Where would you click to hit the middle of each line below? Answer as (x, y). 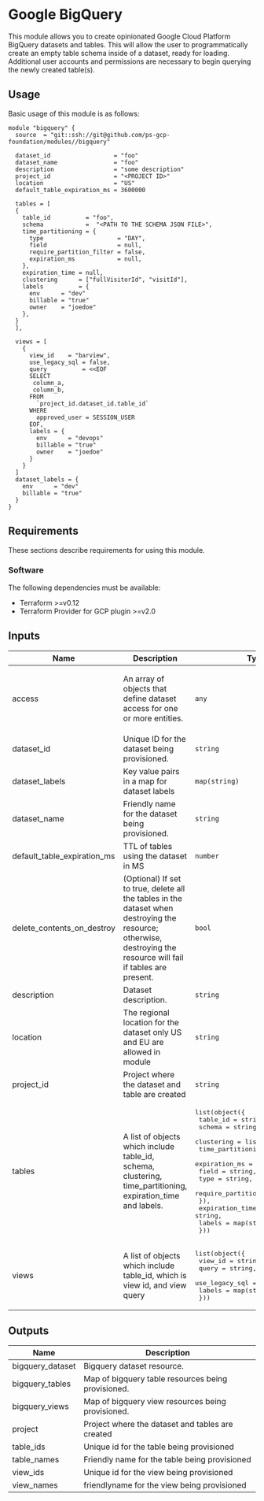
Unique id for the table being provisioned (159, 1447)
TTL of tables (148, 846)
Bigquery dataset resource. (134, 1366)
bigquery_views (40, 1406)
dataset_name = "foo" (77, 162)
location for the (151, 1022)
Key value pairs (151, 771)
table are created (154, 1094)
